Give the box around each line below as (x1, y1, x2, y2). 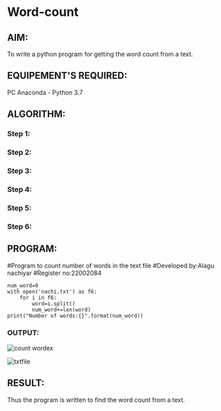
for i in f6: (19, 294, 57, 301)
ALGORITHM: (7, 108, 66, 120)
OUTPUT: (7, 328, 39, 338)
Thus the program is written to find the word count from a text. (7, 395, 185, 404)
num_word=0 (7, 282, 39, 289)
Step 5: (7, 203, 32, 213)
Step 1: (7, 129, 30, 139)
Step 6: (7, 222, 32, 231)
